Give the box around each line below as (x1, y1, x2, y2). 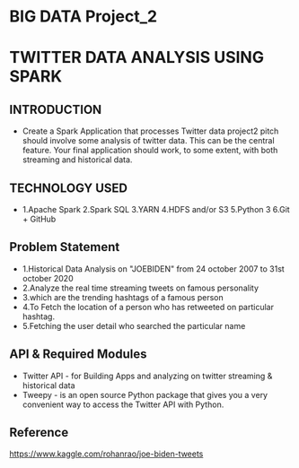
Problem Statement (9, 239, 120, 255)
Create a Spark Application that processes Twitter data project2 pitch (22, 126, 279, 136)
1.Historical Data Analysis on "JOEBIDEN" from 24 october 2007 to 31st (22, 263, 285, 274)
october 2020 (22, 273, 74, 283)
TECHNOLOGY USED (9, 180, 128, 195)
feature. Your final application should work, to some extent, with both (22, 145, 278, 156)
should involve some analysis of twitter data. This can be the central (22, 135, 276, 146)
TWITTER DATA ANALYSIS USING (9, 48, 265, 68)
